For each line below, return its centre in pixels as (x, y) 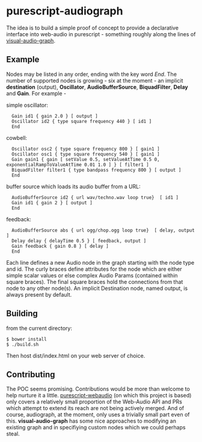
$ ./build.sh (23, 344)
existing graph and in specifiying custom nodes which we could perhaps (96, 428)
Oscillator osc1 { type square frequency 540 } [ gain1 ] (86, 154)
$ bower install (26, 339)
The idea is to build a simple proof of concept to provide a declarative (93, 28)
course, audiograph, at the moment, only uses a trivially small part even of (98, 415)
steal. (13, 434)
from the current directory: (39, 328)
